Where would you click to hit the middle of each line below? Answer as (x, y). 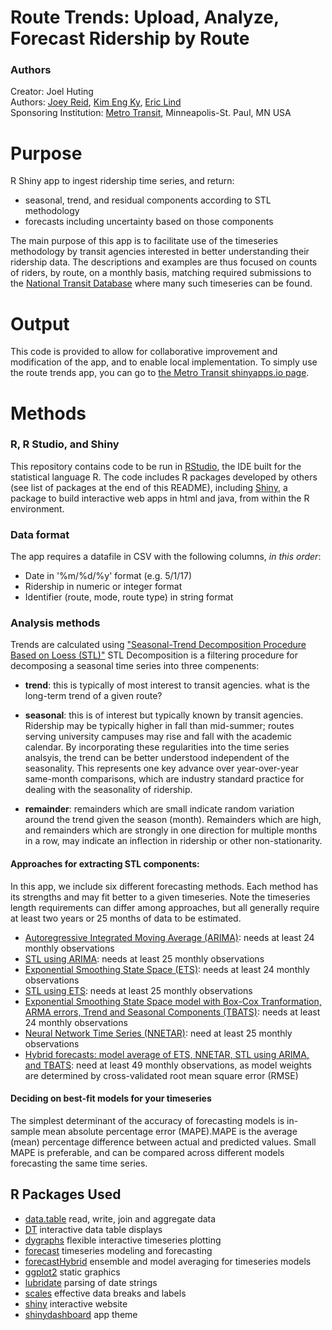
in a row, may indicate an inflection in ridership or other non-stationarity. (173, 841)
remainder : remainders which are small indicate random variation (159, 809)
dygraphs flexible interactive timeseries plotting (123, 1240)
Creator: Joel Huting (52, 92)
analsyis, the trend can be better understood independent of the (157, 758)
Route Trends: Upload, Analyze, (145, 17)
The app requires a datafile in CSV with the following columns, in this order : (166, 557)
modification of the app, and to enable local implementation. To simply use (164, 362)
